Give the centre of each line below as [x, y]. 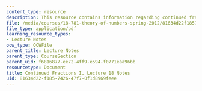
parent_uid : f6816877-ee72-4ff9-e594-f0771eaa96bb [71, 62]
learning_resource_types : [38, 34]
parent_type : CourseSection [41, 56]
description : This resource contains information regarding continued [96, 17]
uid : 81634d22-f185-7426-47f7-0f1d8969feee [62, 78]
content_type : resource [36, 12]
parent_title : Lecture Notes [43, 51]
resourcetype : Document [36, 67]
